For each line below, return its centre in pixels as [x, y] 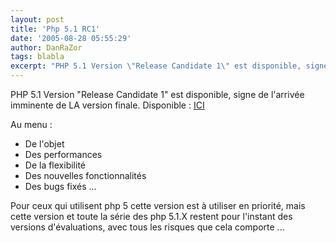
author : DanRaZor [46, 47]
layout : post [37, 19]
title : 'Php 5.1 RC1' [55, 29]
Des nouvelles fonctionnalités [85, 175]
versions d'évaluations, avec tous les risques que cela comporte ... [147, 227]
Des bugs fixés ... [60, 186]
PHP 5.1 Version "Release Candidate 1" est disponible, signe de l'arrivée [157, 94]
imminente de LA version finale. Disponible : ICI [107, 105]
